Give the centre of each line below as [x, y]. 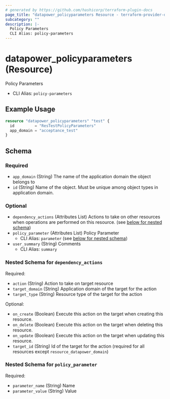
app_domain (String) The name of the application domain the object [82, 176]
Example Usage [30, 109]
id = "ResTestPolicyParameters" [53, 126]
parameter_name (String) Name [44, 385]
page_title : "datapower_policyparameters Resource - [62, 15]
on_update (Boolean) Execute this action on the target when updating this [88, 335]
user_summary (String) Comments [47, 244]
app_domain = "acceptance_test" [44, 130]
